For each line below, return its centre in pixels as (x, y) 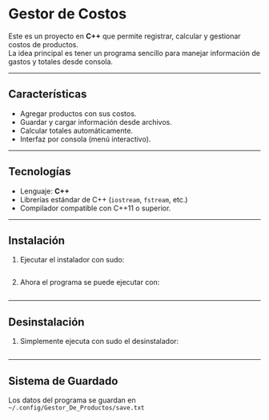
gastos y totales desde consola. (61, 62)
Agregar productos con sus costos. (78, 114)
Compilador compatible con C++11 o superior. (95, 208)
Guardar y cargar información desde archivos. (96, 122)
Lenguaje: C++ (44, 191)
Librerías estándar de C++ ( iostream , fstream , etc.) (104, 199)
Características (48, 94)
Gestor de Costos (67, 14)
